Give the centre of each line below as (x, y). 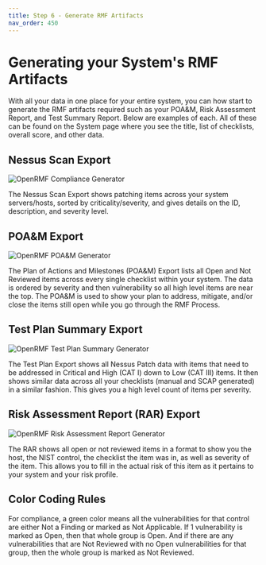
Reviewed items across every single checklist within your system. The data (131, 280)
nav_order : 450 (33, 23)
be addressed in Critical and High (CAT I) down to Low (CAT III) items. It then (133, 372)
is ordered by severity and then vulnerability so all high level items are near (131, 288)
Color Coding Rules (57, 499)
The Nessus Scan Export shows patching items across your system (118, 195)
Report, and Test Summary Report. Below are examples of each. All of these (133, 118)
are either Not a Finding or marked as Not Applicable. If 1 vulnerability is (126, 527)
